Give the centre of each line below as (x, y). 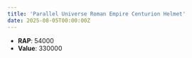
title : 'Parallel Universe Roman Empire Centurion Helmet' (97, 14)
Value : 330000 (40, 48)
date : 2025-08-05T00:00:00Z (49, 21)
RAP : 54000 (36, 40)
